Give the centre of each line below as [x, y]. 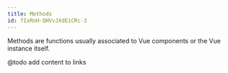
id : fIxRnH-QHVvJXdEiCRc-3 [47, 21]
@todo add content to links [47, 62]
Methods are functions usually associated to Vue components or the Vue [114, 40]
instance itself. [29, 48]
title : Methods [30, 14]
